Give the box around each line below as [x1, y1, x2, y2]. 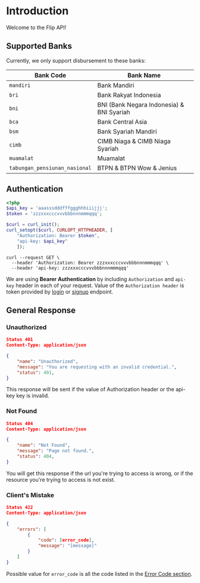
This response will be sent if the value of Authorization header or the [6, 386, 174, 393]
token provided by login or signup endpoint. [6, 288, 114, 295]
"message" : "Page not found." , [17, 448, 95, 454]
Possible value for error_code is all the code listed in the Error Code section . [6, 570, 193, 577]
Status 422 [6, 504, 33, 510]
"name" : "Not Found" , [17, 442, 70, 448]
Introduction [6, 4, 69, 18]
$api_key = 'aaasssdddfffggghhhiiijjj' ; [6, 205, 108, 211]
